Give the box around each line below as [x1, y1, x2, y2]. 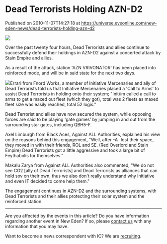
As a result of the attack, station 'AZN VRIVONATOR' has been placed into [5, 64, 156, 70]
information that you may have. [5, 223, 69, 229]
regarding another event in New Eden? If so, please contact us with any [5, 218, 152, 224]
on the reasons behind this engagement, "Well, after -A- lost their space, [5, 136, 154, 143]
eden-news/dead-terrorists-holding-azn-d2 [5, 25, 95, 31]
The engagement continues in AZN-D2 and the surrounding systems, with [5, 188, 157, 194]
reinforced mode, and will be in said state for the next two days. [5, 70, 136, 76]
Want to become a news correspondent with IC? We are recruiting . [5, 233, 142, 239]
